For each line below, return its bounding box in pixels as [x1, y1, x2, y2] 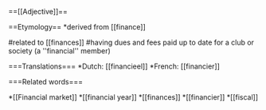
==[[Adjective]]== [8, 7, 68, 16]
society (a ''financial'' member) [8, 46, 111, 55]
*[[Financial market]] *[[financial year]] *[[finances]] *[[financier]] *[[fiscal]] [8, 92, 259, 102]
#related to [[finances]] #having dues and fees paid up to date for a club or [8, 37, 255, 47]
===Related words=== [8, 77, 84, 86]
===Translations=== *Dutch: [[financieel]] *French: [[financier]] [8, 61, 221, 71]
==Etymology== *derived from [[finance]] [8, 22, 146, 31]
